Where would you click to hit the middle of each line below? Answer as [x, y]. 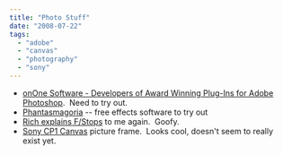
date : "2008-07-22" [46, 26]
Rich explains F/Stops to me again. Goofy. [101, 121]
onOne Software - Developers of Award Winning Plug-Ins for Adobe [148, 93]
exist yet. [39, 141]
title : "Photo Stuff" [50, 17]
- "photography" [48, 59]
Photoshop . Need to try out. [75, 102]
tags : [19, 34]
